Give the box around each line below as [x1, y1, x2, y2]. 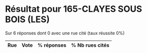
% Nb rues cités [71, 42, 109, 49]
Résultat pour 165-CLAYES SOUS [5, 3, 142, 15]
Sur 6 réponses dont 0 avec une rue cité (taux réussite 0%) [5, 30, 125, 36]
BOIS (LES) [5, 14, 50, 25]
